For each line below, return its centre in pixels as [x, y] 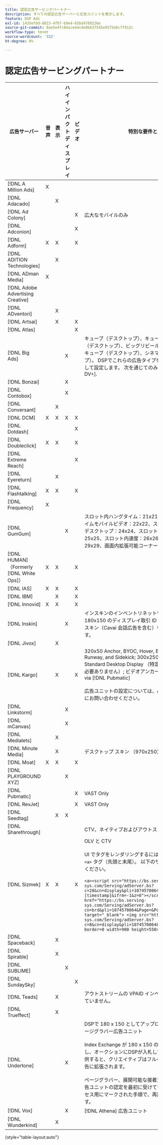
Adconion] [19, 231]
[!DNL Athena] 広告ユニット [116, 1110]
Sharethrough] [24, 832]
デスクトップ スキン [107, 752]
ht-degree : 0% [19, 41]
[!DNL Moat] [22, 762]
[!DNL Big [18, 352]
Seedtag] [18, 818]
